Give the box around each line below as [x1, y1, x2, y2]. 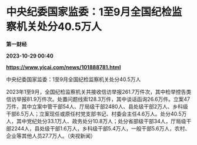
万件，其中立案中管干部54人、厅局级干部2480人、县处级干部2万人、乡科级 [6, 103, 188, 110]
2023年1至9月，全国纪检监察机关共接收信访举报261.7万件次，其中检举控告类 [6, 88, 192, 95]
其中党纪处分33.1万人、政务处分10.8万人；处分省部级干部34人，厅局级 [16, 117, 186, 124]
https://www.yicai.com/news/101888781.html [6, 63, 121, 70]
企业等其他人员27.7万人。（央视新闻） [6, 132, 96, 139]
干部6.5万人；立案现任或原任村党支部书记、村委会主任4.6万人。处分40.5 [6, 110, 182, 117]
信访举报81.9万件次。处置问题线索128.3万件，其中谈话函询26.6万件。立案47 [6, 95, 190, 103]
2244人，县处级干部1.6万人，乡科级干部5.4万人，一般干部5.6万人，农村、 [11, 124, 191, 132]
